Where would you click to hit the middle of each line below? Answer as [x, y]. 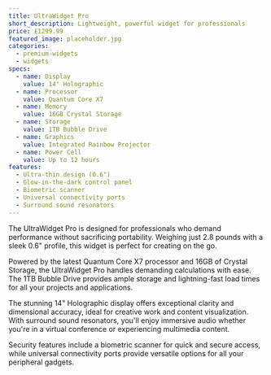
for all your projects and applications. [71, 287]
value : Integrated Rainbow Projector [87, 144]
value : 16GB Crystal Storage [72, 115]
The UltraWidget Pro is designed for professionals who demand [115, 228]
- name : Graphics [45, 137]
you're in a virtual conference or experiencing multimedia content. [119, 329]
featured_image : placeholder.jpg [65, 39]
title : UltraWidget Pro [49, 16]
